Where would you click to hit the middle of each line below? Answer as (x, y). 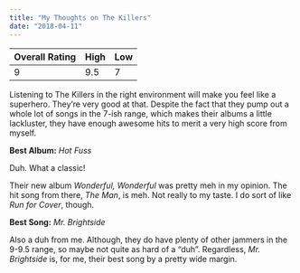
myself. (23, 133)
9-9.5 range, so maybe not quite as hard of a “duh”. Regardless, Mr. (135, 249)
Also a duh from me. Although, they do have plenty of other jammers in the (148, 240)
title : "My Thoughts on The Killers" (80, 18)
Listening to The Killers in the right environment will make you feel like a (143, 94)
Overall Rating (45, 57)
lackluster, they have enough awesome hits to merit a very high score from (148, 123)
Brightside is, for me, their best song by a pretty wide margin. (123, 259)
